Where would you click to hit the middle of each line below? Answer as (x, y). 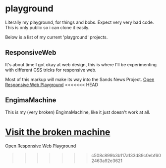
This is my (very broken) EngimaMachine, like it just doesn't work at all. (78, 112)
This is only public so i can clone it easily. (47, 27)
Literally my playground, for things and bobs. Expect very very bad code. (80, 22)
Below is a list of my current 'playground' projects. (56, 37)
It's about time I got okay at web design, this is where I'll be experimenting (81, 64)
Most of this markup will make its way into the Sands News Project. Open (80, 79)
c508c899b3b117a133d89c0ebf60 (126, 155)
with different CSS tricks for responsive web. (51, 70)
